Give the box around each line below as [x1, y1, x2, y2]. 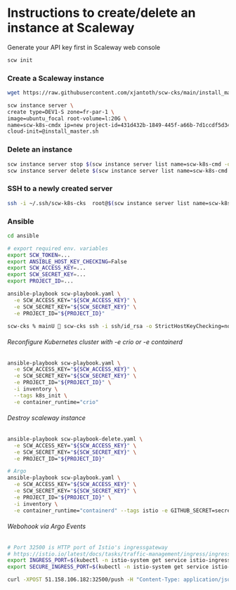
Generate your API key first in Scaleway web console [7, 43, 160, 51]
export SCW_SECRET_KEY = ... [7, 271, 86, 278]
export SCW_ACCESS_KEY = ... [7, 265, 86, 272]
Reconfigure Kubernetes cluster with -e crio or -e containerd [7, 337, 183, 346]
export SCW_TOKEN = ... [7, 251, 71, 258]
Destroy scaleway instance [7, 414, 86, 422]
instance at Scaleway [7, 20, 135, 36]
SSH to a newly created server [7, 184, 113, 194]
